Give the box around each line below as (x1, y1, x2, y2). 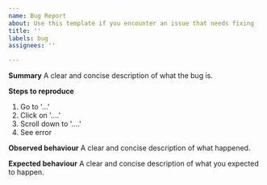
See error (19, 128, 52, 138)
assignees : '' (8, 42, 56, 50)
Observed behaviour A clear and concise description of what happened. (8, 143, 251, 153)
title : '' (8, 27, 42, 35)
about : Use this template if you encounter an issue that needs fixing (8, 19, 254, 27)
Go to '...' (19, 102, 50, 112)
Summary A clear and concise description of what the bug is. (8, 71, 214, 80)
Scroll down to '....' (19, 119, 82, 129)
